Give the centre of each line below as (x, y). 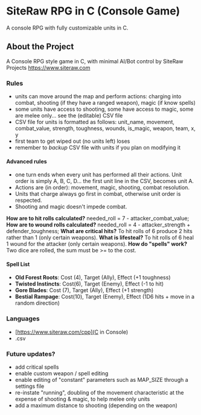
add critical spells (37, 367)
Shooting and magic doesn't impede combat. (71, 207)
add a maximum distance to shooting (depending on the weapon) (96, 405)
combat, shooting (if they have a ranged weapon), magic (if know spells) (105, 103)
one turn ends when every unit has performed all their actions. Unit (98, 175)
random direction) (37, 303)
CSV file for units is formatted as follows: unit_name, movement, (95, 122)
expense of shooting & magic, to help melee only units (82, 399)
